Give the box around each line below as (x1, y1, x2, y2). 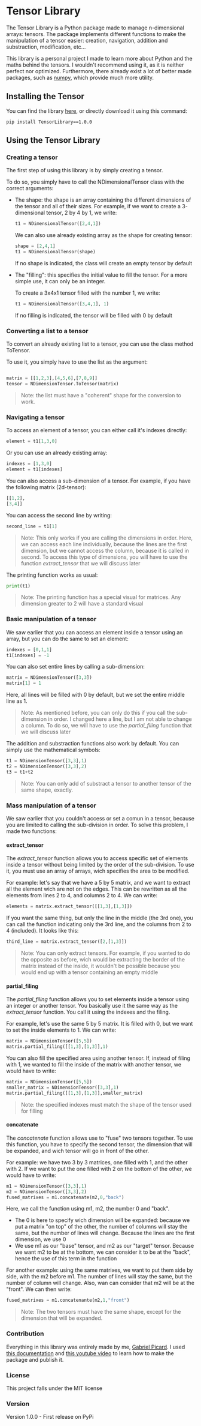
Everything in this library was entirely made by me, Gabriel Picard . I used (6, 1343, 185, 1350)
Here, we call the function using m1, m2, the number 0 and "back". (6, 1205, 170, 1212)
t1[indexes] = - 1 (6, 652, 50, 658)
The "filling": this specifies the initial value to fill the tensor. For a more (14, 271, 188, 278)
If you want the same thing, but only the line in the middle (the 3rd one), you (6, 914, 193, 922)
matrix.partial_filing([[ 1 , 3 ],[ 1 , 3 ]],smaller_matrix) (6, 1090, 144, 1096)
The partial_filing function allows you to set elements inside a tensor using (6, 996, 190, 1003)
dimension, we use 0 (14, 1236, 66, 1243)
